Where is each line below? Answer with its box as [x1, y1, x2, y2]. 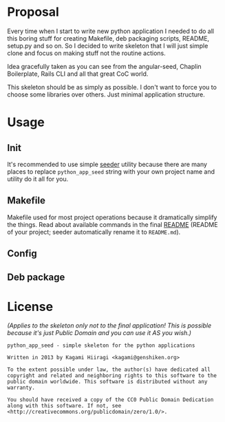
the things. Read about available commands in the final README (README [7, 220, 218, 228]
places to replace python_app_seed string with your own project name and [7, 167, 215, 176]
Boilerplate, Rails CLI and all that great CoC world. [7, 70, 149, 78]
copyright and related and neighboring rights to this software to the [7, 372, 217, 379]
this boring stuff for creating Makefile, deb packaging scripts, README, [7, 34, 210, 42]
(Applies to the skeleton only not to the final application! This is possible [7, 321, 212, 330]
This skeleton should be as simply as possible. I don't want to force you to [7, 83, 217, 91]
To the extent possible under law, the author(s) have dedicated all [7, 366, 211, 373]
